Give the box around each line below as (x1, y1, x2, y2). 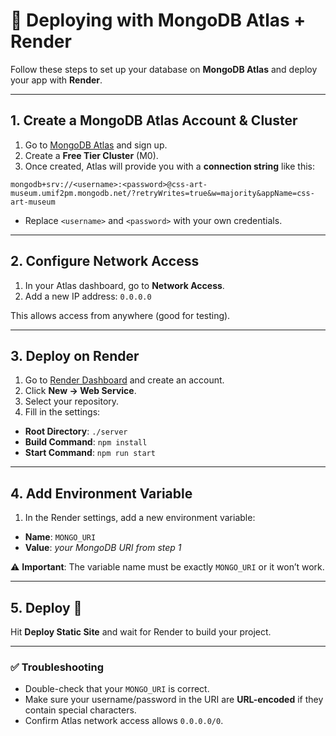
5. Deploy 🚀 (10, 599, 83, 616)
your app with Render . (10, 74, 103, 86)
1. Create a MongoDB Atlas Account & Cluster (10, 112, 298, 129)
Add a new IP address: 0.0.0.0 (24, 290, 152, 302)
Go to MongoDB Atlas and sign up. (24, 139, 168, 151)
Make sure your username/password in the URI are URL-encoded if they (24, 694, 324, 706)
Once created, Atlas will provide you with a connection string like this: (24, 160, 315, 172)
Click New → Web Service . (24, 385, 137, 397)
